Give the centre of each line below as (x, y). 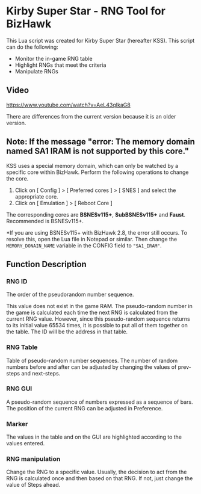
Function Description (47, 264)
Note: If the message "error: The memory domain (101, 142)
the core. (17, 178)
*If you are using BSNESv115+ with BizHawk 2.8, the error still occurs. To (97, 232)
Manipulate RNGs (37, 71)
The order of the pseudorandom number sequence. (70, 295)
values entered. (26, 443)
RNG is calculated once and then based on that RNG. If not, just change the (100, 478)
